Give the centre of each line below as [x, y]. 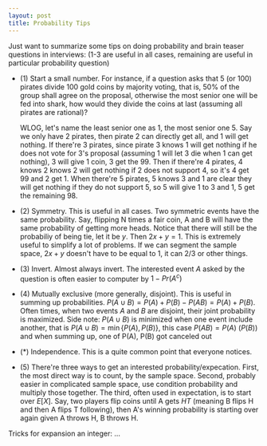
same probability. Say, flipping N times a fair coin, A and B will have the [136, 219]
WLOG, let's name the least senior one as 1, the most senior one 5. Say [136, 128]
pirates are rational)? [54, 112]
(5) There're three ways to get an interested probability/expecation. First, [139, 367]
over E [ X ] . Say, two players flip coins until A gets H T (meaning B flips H [136, 401]
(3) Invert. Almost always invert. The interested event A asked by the [132, 269]
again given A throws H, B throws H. [79, 418]
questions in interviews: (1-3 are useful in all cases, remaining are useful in [131, 54]
